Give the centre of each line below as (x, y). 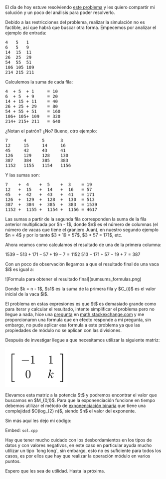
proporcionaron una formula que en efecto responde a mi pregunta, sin (78, 320)
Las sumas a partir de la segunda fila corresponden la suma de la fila (76, 219)
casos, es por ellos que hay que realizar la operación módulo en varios (78, 456)
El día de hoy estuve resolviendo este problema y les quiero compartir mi (80, 7)
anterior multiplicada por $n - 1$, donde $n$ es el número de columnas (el (82, 224)
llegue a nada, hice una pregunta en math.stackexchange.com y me (75, 314)
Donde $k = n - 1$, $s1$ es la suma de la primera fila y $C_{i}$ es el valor (81, 289)
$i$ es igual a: (20, 269)
